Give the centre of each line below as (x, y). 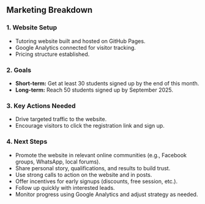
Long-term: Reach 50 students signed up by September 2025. (94, 90)
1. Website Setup (32, 28)
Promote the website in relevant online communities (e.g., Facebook (101, 155)
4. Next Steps (27, 142)
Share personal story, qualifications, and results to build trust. (93, 168)
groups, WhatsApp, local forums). (58, 162)
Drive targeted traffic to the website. (61, 119)
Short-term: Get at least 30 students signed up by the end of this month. (107, 83)
